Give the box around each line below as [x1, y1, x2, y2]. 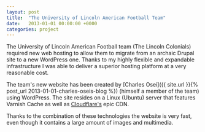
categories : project [6, 26, 60, 33]
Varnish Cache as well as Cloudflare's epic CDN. [6, 101, 130, 108]
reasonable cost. [6, 69, 49, 77]
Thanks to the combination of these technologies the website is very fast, [6, 112, 192, 120]
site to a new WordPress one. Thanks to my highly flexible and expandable [6, 56, 195, 63]
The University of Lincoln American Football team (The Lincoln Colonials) [6, 43, 191, 50]
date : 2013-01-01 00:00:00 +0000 [6, 20, 98, 26]
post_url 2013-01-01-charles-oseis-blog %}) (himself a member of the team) [6, 87, 199, 95]
